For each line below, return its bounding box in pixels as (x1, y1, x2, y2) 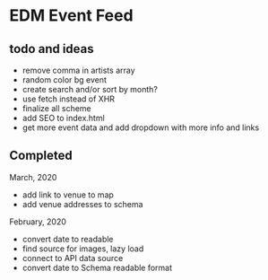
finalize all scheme (22, 103, 91, 113)
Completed (9, 148, 73, 163)
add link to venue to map (22, 189, 115, 200)
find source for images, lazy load (22, 243, 144, 254)
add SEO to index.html (22, 113, 105, 123)
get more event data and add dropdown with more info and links (22, 122, 260, 133)
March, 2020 (9, 171, 57, 182)
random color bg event (22, 74, 108, 85)
